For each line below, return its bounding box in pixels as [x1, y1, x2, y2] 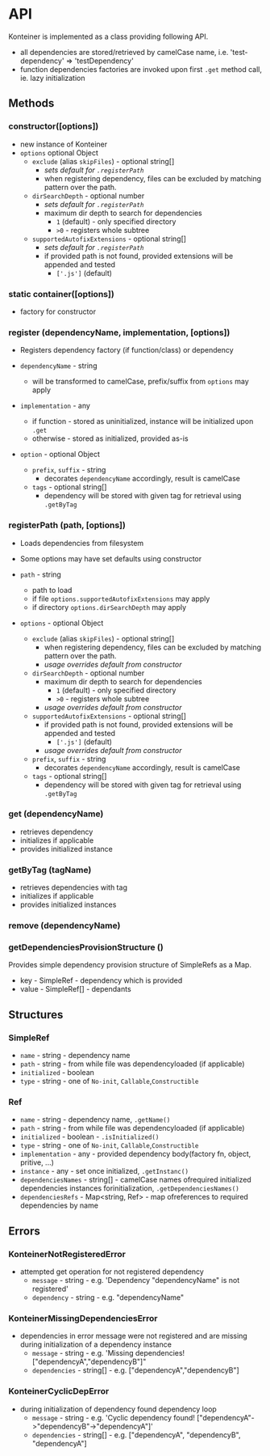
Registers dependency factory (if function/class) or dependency [19, 345, 234, 355]
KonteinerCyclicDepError [8, 1386, 110, 1397]
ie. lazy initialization [19, 73, 86, 83]
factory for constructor [19, 307, 97, 316]
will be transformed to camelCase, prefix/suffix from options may [31, 377, 250, 387]
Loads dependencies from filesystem [19, 538, 144, 548]
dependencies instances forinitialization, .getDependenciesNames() [19, 1183, 239, 1193]
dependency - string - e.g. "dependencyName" [31, 1293, 185, 1302]
